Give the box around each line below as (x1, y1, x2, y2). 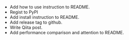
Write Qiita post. (9, 25, 43, 30)
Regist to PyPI (9, 9, 38, 15)
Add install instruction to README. (9, 14, 79, 20)
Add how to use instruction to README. (9, 4, 90, 10)
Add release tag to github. (9, 19, 63, 25)
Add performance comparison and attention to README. (9, 30, 124, 35)
